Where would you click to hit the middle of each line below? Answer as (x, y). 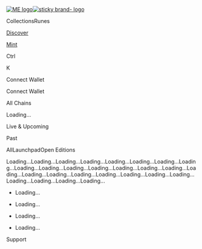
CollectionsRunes (28, 21)
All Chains (19, 103)
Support (16, 239)
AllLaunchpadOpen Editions (41, 150)
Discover (18, 33)
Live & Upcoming (28, 126)
